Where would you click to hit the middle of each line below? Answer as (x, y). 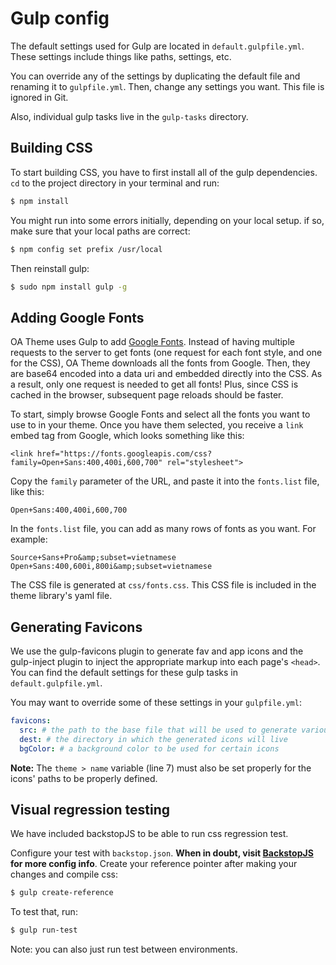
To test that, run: (44, 912)
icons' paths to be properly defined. (84, 778)
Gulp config (60, 18)
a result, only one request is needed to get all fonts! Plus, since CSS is (154, 384)
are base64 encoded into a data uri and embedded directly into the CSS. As (166, 374)
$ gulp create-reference (62, 893)
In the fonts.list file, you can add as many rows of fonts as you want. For (163, 529)
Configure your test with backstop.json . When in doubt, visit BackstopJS (162, 853)
